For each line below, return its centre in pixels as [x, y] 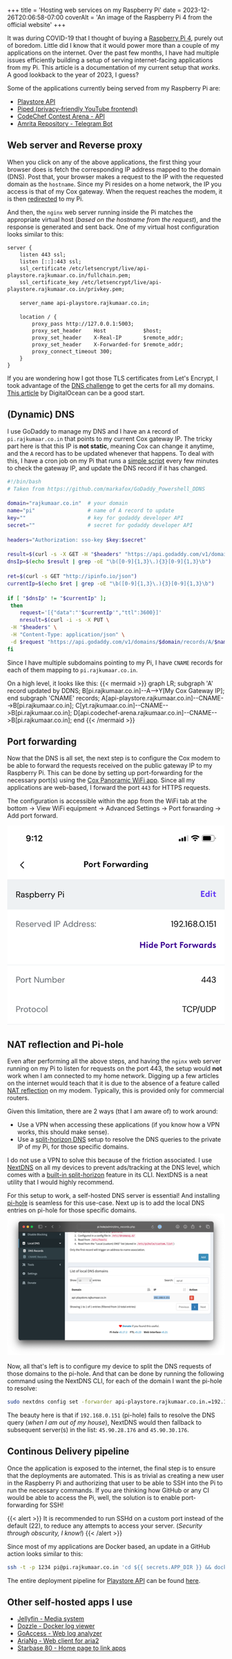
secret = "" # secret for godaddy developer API [100, 525]
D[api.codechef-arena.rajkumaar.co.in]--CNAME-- [145, 712]
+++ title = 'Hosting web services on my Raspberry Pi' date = [94, 10]
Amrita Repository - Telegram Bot [65, 123]
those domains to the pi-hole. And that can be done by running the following [116, 1374]
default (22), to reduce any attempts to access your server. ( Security [105, 1526]
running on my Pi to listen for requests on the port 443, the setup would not [115, 1068]
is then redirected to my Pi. [46, 198]
